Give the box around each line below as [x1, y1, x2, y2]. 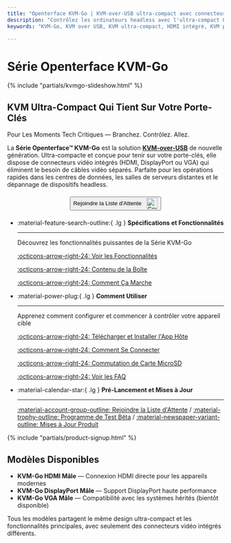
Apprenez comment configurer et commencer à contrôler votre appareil [16, 311, 221, 320]
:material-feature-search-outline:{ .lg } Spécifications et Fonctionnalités [16, 218, 224, 227]
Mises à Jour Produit [40, 420, 99, 429]
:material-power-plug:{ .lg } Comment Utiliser [16, 292, 148, 300]
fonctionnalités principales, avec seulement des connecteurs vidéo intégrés [7, 522, 221, 530]
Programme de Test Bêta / [60, 413, 135, 421]
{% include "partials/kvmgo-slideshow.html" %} [7, 81, 143, 90]
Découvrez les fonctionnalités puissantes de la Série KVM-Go [16, 238, 192, 247]
